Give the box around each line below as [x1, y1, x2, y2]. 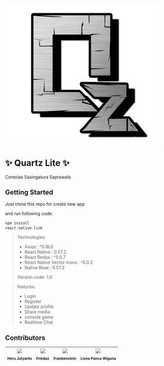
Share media [24, 309, 51, 315]
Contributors [5, 334, 46, 342]
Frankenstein [53, 356, 77, 361]
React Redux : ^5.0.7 [24, 254, 66, 260]
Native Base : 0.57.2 [24, 265, 65, 271]
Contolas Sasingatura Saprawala [5, 174, 71, 180]
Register [24, 299, 42, 305]
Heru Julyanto [7, 356, 32, 361]
